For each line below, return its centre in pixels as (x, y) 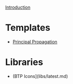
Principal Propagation (35, 41)
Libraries (24, 62)
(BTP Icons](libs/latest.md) (40, 76)
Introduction (18, 7)
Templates (28, 28)
